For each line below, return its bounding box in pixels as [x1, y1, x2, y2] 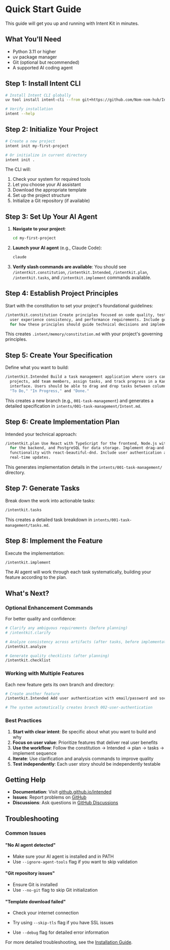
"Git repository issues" [5, 870, 55, 877]
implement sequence [12, 750, 57, 756]
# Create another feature [5, 691, 60, 696]
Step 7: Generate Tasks [5, 484, 80, 493]
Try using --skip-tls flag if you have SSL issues [12, 920, 114, 926]
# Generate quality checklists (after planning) [5, 653, 110, 658]
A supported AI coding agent [12, 64, 73, 70]
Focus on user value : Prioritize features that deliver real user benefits [12, 739, 158, 745]
